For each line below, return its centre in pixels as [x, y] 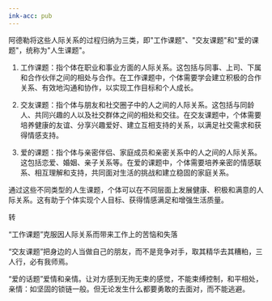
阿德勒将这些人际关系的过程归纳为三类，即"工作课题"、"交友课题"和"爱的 [130, 40]
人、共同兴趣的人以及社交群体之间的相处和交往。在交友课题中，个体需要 [140, 115]
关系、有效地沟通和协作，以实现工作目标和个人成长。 [109, 87]
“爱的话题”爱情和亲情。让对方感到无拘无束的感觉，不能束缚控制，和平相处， [136, 278]
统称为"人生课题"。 [57, 50]
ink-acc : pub [30, 16]
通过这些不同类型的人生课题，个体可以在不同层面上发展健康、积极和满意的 [132, 189]
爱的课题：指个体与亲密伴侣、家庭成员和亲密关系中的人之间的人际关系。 [140, 152]
